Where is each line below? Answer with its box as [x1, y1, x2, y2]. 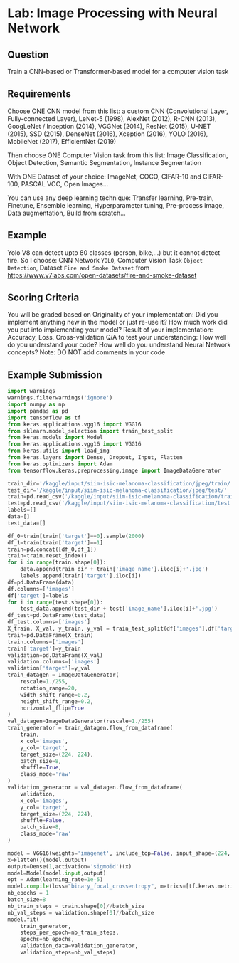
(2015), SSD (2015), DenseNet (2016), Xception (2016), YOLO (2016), [7, 130, 208, 138]
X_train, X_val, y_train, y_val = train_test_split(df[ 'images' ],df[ [7, 625, 218, 632]
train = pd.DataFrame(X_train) [7, 631, 94, 638]
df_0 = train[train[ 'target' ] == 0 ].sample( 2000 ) [7, 532, 144, 540]
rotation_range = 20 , [20, 685, 78, 692]
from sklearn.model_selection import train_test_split [7, 427, 174, 435]
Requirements [7, 88, 71, 100]
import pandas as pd [7, 407, 69, 414]
